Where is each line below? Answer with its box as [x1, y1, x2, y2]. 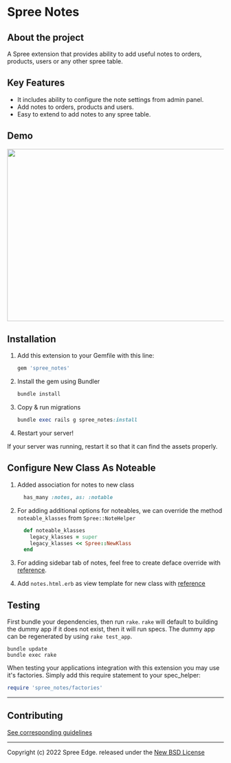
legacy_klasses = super [30, 533, 98, 540]
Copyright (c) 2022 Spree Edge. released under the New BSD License [7, 748, 205, 756]
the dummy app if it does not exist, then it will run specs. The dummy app [7, 625, 215, 633]
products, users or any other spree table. [7, 57, 123, 65]
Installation [7, 334, 56, 345]
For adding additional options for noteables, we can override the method [16, 506, 223, 514]
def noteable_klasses [23, 527, 86, 534]
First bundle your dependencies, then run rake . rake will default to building [7, 618, 219, 626]
